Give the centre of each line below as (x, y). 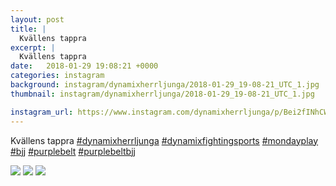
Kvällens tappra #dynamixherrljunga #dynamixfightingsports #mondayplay (164, 140)
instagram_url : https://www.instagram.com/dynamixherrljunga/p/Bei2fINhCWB (171, 112)
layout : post (37, 19)
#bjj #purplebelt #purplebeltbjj (73, 151)
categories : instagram (57, 76)
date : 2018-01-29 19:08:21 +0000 (84, 66)
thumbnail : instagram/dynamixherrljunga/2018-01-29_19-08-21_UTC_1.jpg (162, 94)
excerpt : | (33, 47)
